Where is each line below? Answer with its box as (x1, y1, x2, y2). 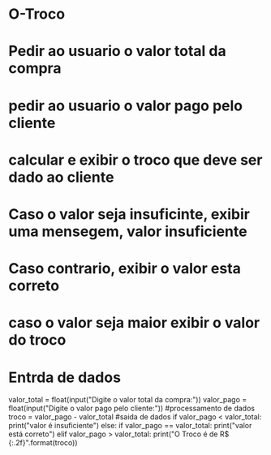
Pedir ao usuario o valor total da (8, 42, 226, 61)
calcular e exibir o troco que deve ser (8, 151, 263, 169)
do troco (8, 331, 67, 350)
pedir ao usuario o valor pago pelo (8, 97, 243, 114)
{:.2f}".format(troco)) (8, 438, 79, 448)
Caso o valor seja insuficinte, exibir (8, 204, 250, 223)
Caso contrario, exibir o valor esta (8, 260, 242, 278)
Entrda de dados (8, 368, 122, 386)
